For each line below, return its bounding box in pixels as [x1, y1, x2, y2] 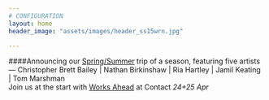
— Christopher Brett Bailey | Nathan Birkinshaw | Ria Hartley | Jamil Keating [8, 65, 262, 75]
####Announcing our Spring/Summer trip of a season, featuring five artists [8, 56, 261, 66]
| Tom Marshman [8, 74, 65, 84]
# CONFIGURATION [8, 11, 63, 20]
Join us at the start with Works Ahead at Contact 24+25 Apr [8, 82, 209, 92]
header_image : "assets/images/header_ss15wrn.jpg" [8, 27, 184, 35]
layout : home [8, 20, 53, 28]
